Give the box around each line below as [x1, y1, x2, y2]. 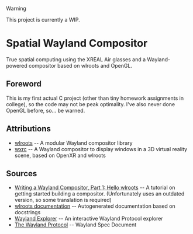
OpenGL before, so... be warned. [6, 107, 85, 114]
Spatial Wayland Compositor [6, 37, 148, 50]
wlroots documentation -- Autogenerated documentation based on [14, 202, 175, 209]
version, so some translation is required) [14, 197, 112, 204]
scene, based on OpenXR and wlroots [14, 152, 106, 159]
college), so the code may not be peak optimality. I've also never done [6, 100, 175, 107]
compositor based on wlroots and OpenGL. [28, 62, 133, 69]
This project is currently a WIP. [6, 16, 80, 23]
